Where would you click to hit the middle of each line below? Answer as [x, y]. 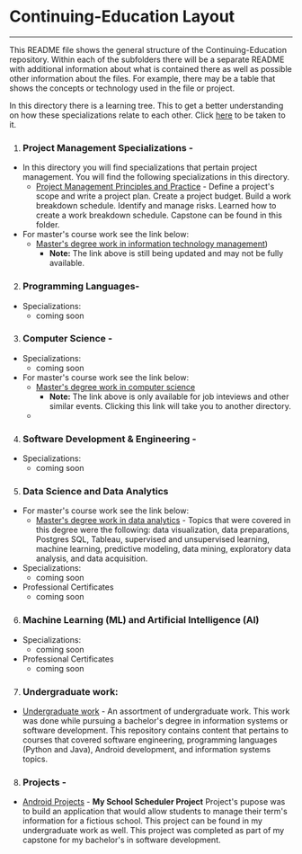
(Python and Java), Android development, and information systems [147, 750]
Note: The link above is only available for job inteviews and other [169, 396]
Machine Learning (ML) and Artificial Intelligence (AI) [141, 620]
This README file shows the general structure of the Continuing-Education [148, 49]
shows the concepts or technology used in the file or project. [122, 88]
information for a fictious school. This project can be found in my [142, 821]
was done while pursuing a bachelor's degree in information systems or [155, 721]
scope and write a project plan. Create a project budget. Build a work [164, 196]
